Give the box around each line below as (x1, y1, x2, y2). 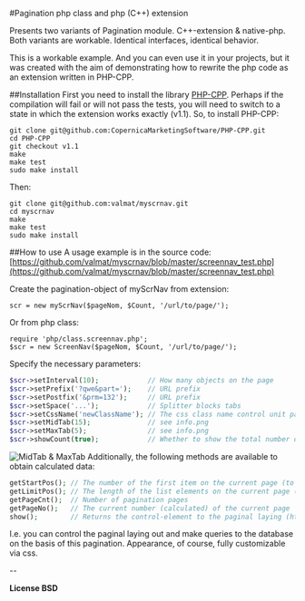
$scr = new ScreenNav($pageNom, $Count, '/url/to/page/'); (9, 343, 238, 352)
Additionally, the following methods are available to (87, 451, 279, 461)
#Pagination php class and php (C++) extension (9, 8, 189, 18)
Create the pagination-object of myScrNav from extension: (9, 284, 230, 294)
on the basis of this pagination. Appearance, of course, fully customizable (9, 538, 286, 549)
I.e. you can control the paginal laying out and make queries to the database (9, 528, 293, 539)
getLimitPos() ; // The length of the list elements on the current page (9, 487, 290, 496)
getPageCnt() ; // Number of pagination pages (9, 495, 189, 504)
